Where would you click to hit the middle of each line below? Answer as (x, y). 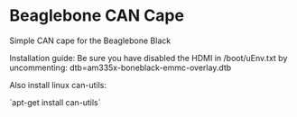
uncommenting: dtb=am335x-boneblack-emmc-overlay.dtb (121, 67)
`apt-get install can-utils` (55, 102)
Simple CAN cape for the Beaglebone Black (90, 40)
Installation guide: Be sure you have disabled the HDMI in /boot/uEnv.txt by (148, 58)
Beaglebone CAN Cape (97, 16)
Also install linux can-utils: (58, 85)
